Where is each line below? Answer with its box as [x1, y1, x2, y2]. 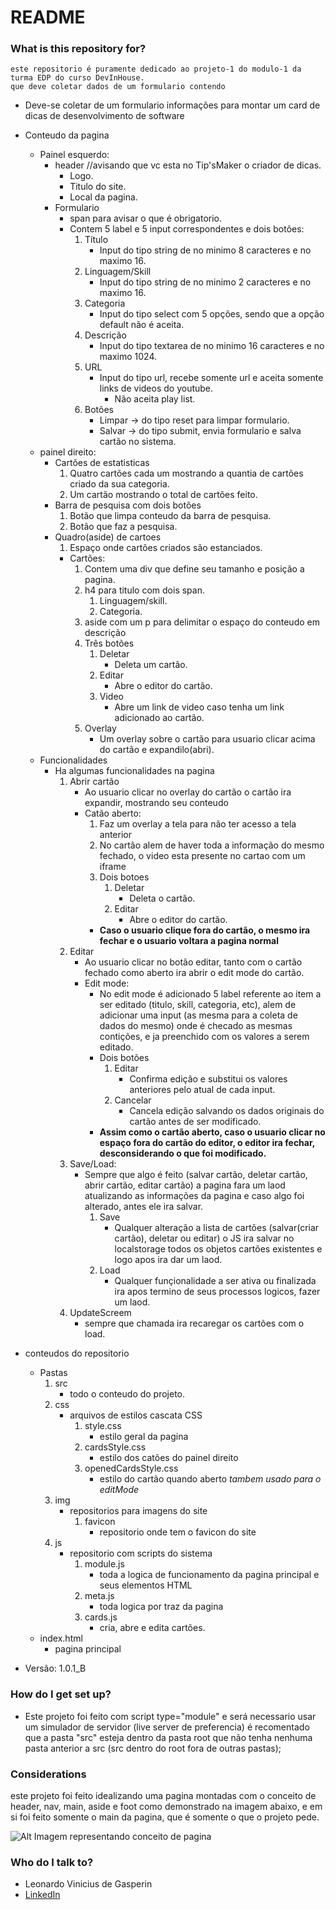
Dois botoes [99, 871, 150, 883]
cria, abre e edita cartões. [99, 1622, 206, 1634]
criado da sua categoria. [69, 478, 170, 490]
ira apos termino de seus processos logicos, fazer [114, 1286, 321, 1298]
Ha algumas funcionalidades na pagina [54, 765, 215, 777]
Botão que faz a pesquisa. [69, 521, 178, 533]
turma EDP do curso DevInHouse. [10, 73, 145, 83]
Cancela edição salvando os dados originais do [129, 1105, 325, 1117]
